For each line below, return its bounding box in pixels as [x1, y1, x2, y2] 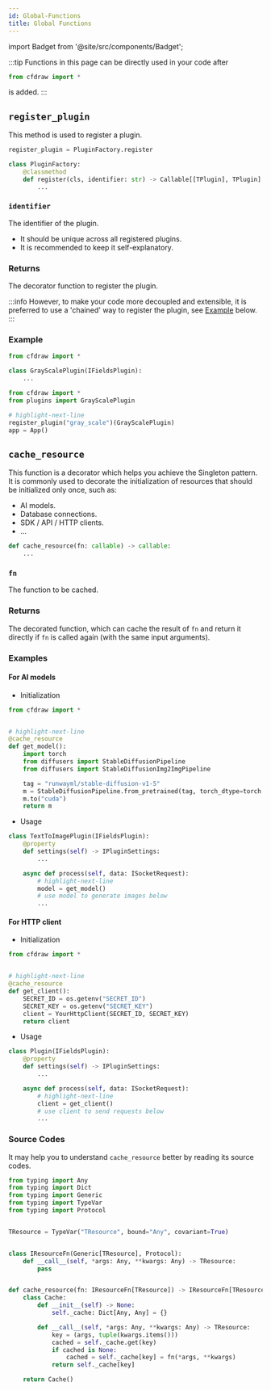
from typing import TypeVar [8, 1199, 103, 1207]
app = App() [8, 426, 48, 435]
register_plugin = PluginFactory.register [8, 146, 153, 154]
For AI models [8, 672, 56, 682]
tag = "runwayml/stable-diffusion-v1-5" [23, 779, 161, 787]
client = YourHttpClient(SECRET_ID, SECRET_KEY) [23, 1010, 190, 1018]
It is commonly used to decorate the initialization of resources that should [8, 477, 252, 486]
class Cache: [23, 1294, 67, 1302]
